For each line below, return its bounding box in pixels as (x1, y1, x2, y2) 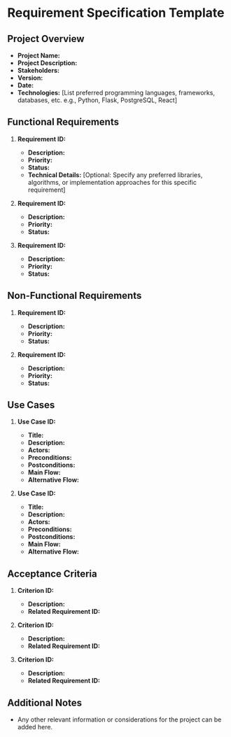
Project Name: (17, 51, 61, 59)
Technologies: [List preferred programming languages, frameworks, (17, 89, 216, 97)
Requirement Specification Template (7, 5, 225, 21)
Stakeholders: (17, 66, 59, 74)
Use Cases (7, 399, 55, 411)
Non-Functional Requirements (7, 290, 142, 302)
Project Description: (17, 59, 78, 67)
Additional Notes (7, 696, 83, 708)
